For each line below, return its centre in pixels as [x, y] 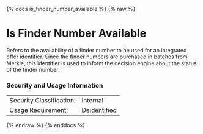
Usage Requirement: [39, 110]
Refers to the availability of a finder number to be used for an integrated [97, 50]
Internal [93, 100]
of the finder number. [33, 69]
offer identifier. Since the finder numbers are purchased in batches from [97, 57]
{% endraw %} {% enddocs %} [46, 125]
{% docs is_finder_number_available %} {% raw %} [71, 9]
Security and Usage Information [55, 85]
